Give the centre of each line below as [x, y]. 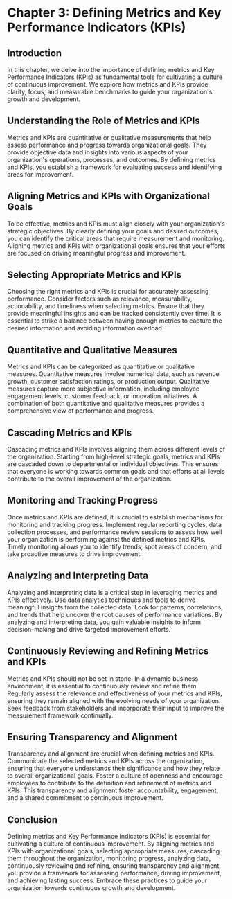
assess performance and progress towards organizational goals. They [107, 145]
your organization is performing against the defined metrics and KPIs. [106, 539]
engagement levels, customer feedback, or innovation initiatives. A [102, 396]
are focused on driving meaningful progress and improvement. [96, 253]
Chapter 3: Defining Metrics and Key [114, 13]
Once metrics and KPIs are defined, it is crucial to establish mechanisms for [115, 517]
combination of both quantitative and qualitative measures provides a [106, 404]
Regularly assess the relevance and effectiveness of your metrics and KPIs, [115, 693]
